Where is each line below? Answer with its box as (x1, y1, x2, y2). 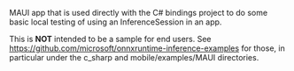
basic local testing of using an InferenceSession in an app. (9, 17, 222, 27)
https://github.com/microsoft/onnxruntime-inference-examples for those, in (9, 43, 285, 53)
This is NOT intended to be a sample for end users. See (9, 34, 212, 44)
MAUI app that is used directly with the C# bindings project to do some (9, 8, 268, 18)
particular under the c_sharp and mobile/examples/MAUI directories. (9, 53, 259, 62)
